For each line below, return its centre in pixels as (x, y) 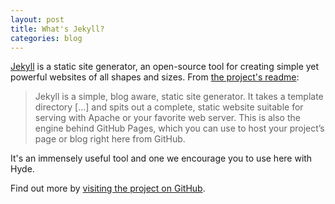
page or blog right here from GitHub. (110, 139)
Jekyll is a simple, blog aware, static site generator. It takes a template (179, 97)
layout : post (37, 19)
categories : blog (46, 38)
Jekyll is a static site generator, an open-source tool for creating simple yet (165, 67)
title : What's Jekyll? (57, 29)
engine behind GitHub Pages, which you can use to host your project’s (179, 128)
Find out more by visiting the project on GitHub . (108, 188)
